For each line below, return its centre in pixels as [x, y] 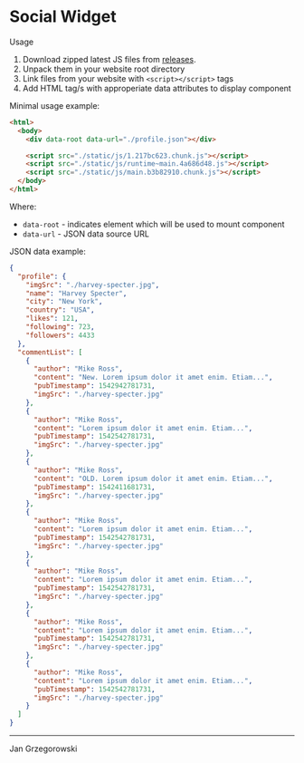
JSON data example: [47, 251]
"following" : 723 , [60, 327]
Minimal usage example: [55, 105]
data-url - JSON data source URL [85, 234]
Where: [23, 207]
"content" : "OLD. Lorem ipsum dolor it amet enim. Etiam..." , [153, 478]
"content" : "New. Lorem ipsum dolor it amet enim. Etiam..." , [153, 378]
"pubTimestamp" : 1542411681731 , [94, 487]
